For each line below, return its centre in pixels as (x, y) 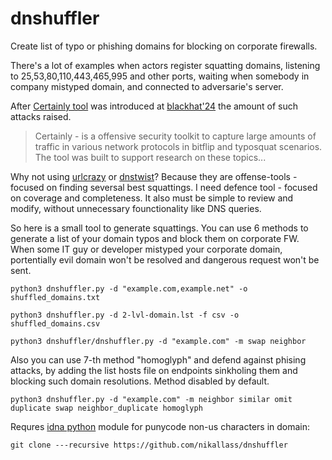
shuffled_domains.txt (55, 297)
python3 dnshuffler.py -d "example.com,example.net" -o (129, 288)
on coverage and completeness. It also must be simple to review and (152, 198)
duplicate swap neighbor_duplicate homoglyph (106, 408)
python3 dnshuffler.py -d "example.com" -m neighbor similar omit (151, 399)
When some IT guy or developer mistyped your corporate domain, (146, 249)
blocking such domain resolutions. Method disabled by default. (140, 381)
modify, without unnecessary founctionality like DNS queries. (136, 208)
